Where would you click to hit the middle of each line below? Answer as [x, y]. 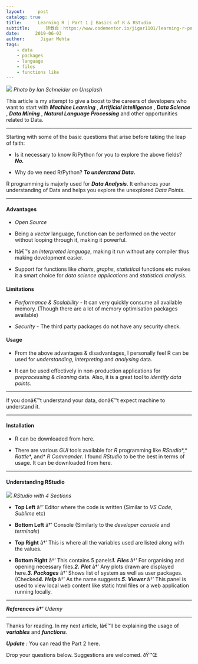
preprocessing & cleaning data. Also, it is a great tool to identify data [98, 377]
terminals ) [27, 531]
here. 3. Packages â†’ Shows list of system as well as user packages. [98, 573]
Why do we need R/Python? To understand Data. [75, 173]
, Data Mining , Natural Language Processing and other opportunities [92, 114]
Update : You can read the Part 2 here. [53, 644]
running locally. [33, 592]
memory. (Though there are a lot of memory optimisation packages [96, 309]
